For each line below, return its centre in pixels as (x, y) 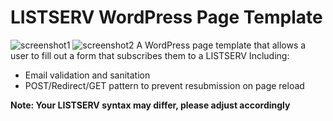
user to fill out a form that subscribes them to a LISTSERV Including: (150, 55)
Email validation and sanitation (87, 75)
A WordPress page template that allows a (221, 45)
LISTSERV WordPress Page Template (166, 17)
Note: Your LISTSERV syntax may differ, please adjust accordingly (150, 105)
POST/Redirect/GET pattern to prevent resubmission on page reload (164, 85)
